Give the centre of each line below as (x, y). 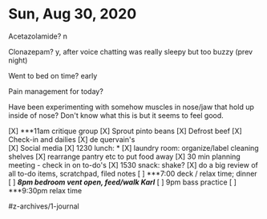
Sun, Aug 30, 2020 (73, 14)
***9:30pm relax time (45, 190)
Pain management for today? (56, 91)
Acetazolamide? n (38, 36)
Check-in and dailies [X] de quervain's (72, 139)
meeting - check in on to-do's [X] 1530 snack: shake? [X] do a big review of (133, 164)
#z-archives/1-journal (44, 206)
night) (18, 60)
